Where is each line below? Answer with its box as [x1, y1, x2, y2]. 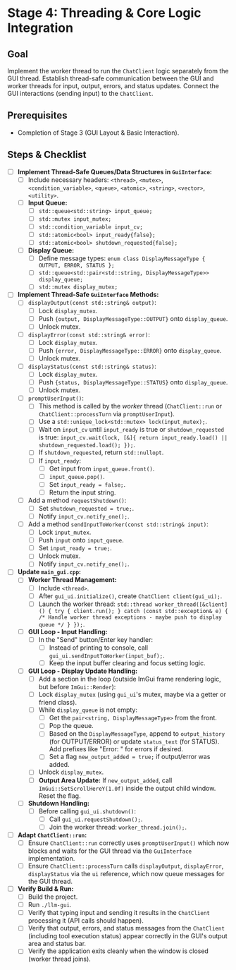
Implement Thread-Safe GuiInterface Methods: [17, 291, 159, 299]
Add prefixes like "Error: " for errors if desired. [49, 745, 183, 753]
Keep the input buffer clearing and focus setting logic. [49, 658, 206, 667]
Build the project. [27, 892, 78, 901]
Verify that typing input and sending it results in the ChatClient [27, 909, 210, 917]
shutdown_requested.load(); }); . [38, 441, 136, 449]
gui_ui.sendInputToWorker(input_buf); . [49, 651, 165, 660]
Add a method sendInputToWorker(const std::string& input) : [27, 520, 209, 528]
